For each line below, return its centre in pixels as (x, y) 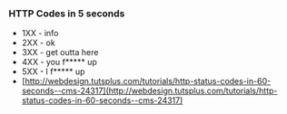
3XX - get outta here (60, 52)
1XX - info (40, 33)
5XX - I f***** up (53, 71)
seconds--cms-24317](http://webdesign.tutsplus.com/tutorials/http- (149, 91)
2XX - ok (38, 43)
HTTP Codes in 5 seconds (67, 14)
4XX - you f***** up (59, 62)
